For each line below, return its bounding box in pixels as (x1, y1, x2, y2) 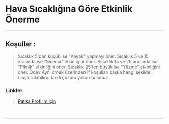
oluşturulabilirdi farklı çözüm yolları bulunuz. (17, 74, 109, 80)
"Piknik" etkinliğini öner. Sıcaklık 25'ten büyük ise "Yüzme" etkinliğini (17, 64, 160, 70)
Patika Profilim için (17, 98, 56, 104)
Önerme (5, 14, 40, 25)
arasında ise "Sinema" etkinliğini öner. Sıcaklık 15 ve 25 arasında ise (17, 58, 158, 64)
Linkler (5, 87, 23, 94)
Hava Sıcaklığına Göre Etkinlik (5, 3, 133, 15)
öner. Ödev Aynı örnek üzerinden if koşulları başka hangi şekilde (17, 69, 151, 75)
